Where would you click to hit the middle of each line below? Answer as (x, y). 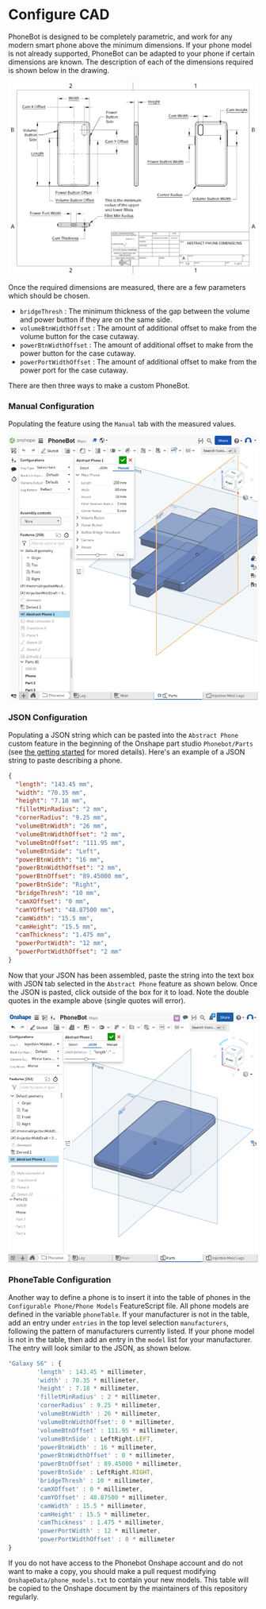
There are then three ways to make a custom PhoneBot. (99, 386)
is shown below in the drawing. (59, 70)
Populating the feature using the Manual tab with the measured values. (122, 423)
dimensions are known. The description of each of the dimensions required (131, 62)
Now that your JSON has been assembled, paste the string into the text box (131, 975)
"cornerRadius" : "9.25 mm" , (62, 818)
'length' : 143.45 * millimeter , (92, 1372)
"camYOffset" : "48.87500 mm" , (65, 910)
